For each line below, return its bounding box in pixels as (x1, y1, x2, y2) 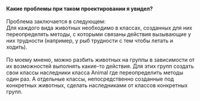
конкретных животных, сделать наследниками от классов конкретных (6, 82, 188, 89)
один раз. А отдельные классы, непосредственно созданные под (6, 75, 174, 82)
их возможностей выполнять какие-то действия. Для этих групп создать (6, 63, 195, 70)
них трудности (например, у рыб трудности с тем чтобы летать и (6, 37, 174, 44)
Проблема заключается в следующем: (6, 18, 106, 25)
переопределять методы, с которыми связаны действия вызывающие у (6, 31, 192, 38)
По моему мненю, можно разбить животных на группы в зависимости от (6, 57, 195, 63)
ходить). (6, 43, 28, 50)
